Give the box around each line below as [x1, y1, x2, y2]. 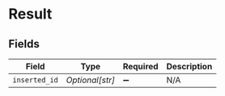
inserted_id [12, 76, 59, 85]
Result [8, 5, 53, 23]
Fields [8, 37, 40, 51]
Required [122, 61, 159, 72]
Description [166, 61, 213, 72]
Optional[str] [66, 74, 116, 86]
